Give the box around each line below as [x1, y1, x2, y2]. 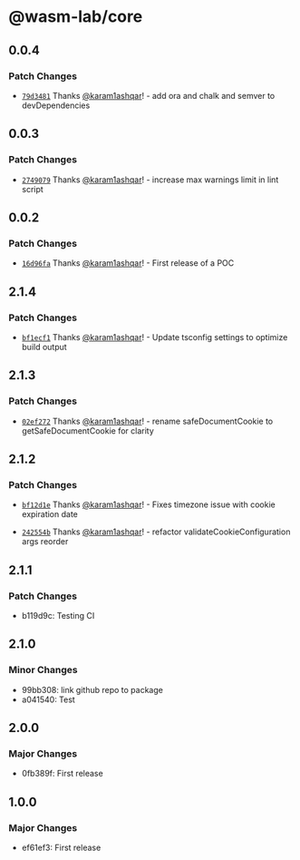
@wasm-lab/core [8, 6, 143, 27]
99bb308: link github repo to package [21, 684, 164, 695]
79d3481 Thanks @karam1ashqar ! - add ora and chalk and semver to [21, 90, 276, 101]
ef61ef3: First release [21, 842, 102, 854]
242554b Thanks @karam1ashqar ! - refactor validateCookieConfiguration [21, 526, 291, 537]
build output [21, 341, 67, 352]
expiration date [21, 509, 78, 520]
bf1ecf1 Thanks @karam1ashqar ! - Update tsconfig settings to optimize [21, 331, 288, 342]
